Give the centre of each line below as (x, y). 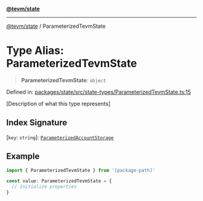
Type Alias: (35, 51)
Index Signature (37, 123)
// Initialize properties (44, 187)
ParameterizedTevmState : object (63, 80)
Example (23, 157)
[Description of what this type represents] (58, 104)
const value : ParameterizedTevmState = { (59, 181)
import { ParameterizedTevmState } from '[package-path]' (81, 170)
